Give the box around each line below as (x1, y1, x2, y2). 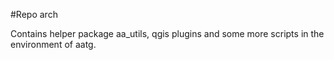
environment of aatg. (10, 39, 97, 50)
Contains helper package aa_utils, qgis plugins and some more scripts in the (10, 28, 325, 39)
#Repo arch (10, 9, 58, 20)
